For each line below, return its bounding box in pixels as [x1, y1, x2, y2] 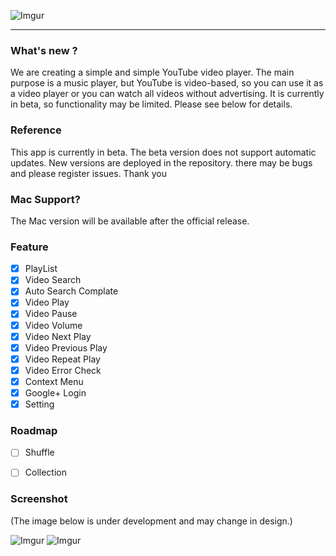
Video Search [24, 274, 82, 286]
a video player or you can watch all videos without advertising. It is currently [10, 88, 325, 100]
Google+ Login [24, 386, 87, 399]
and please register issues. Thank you [10, 167, 167, 179]
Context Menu [24, 375, 84, 387]
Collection [24, 466, 67, 479]
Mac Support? [10, 192, 81, 206]
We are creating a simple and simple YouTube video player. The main [10, 66, 295, 79]
